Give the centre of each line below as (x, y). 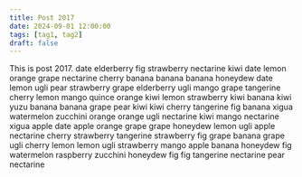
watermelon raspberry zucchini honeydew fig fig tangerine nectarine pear (147, 155)
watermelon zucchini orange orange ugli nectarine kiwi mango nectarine (145, 116)
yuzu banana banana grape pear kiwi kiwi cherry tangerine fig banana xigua (151, 107)
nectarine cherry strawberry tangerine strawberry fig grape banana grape (147, 135)
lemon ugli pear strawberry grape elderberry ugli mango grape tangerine (145, 88)
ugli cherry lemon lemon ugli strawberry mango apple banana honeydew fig (151, 145)
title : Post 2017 (42, 18)
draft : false (34, 43)
